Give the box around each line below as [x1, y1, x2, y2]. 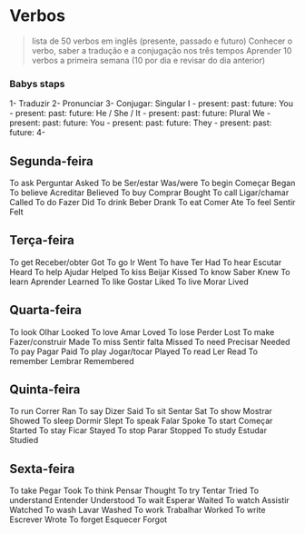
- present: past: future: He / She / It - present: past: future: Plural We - [9, 108, 271, 119]
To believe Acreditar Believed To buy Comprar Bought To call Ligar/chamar [9, 187, 290, 198]
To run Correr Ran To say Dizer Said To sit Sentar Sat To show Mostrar [9, 406, 272, 417]
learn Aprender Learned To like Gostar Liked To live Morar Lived [9, 276, 249, 287]
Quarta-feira [9, 302, 82, 318]
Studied [9, 435, 39, 446]
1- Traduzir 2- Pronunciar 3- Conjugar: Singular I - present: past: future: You [9, 98, 293, 109]
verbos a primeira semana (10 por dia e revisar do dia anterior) [31, 54, 266, 65]
